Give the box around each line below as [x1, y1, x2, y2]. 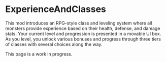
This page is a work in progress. [5, 51, 73, 57]
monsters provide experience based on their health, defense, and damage [5, 25, 160, 31]
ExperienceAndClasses [5, 3, 107, 15]
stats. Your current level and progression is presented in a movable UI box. [5, 30, 161, 36]
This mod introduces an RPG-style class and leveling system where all [5, 20, 152, 26]
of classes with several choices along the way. [5, 41, 103, 47]
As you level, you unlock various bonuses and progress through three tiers [5, 36, 161, 42]
